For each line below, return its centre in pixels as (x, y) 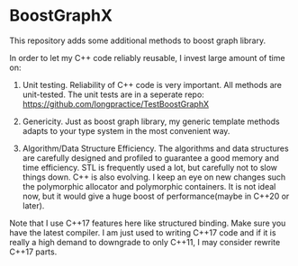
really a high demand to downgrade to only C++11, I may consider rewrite (145, 242)
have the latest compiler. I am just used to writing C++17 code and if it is (143, 232)
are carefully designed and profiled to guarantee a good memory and (150, 157)
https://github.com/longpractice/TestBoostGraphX (116, 103)
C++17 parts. (33, 252)
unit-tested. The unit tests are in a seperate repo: (113, 94)
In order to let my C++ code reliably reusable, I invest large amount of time (147, 58)
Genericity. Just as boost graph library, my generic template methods (151, 121)
